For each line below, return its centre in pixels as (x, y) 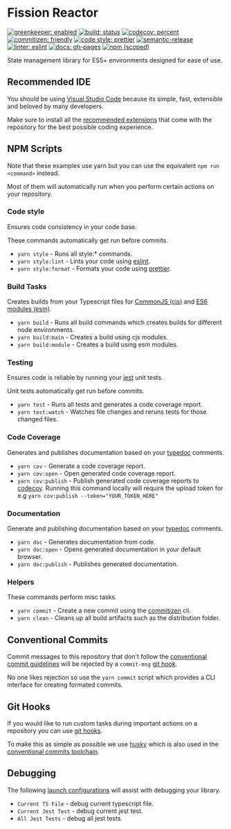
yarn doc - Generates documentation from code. (86, 542)
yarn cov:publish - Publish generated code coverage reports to (108, 480)
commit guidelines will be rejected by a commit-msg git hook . (92, 664)
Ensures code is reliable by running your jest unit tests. (85, 378)
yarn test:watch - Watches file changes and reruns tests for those (112, 412)
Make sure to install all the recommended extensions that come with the (110, 119)
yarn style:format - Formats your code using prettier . (94, 268)
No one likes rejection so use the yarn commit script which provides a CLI (111, 678)
